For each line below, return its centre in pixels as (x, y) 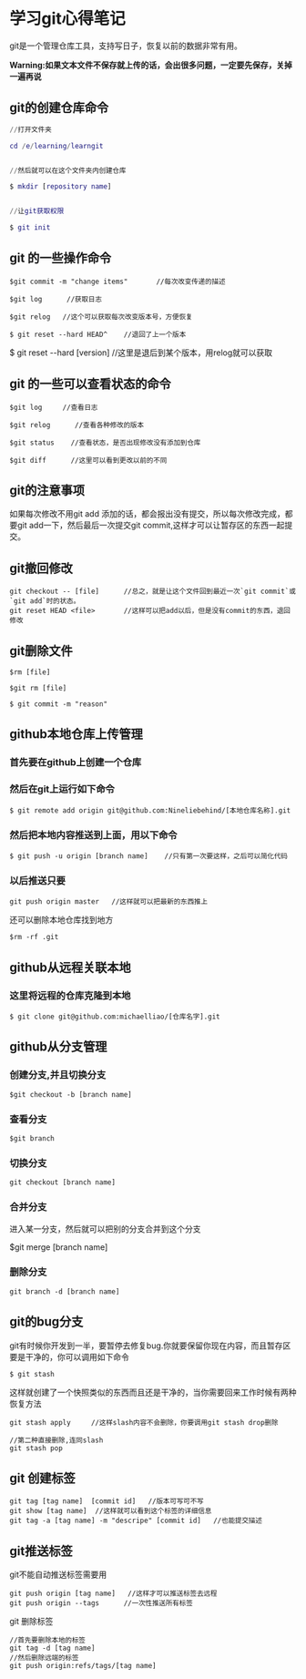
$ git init (30, 228)
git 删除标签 (31, 1622)
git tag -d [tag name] (52, 1648)
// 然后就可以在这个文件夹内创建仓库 (68, 170)
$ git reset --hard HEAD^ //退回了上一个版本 (98, 334)
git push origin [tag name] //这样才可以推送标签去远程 (113, 1594)
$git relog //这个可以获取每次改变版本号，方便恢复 (101, 317)
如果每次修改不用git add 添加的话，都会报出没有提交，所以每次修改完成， (147, 514)
